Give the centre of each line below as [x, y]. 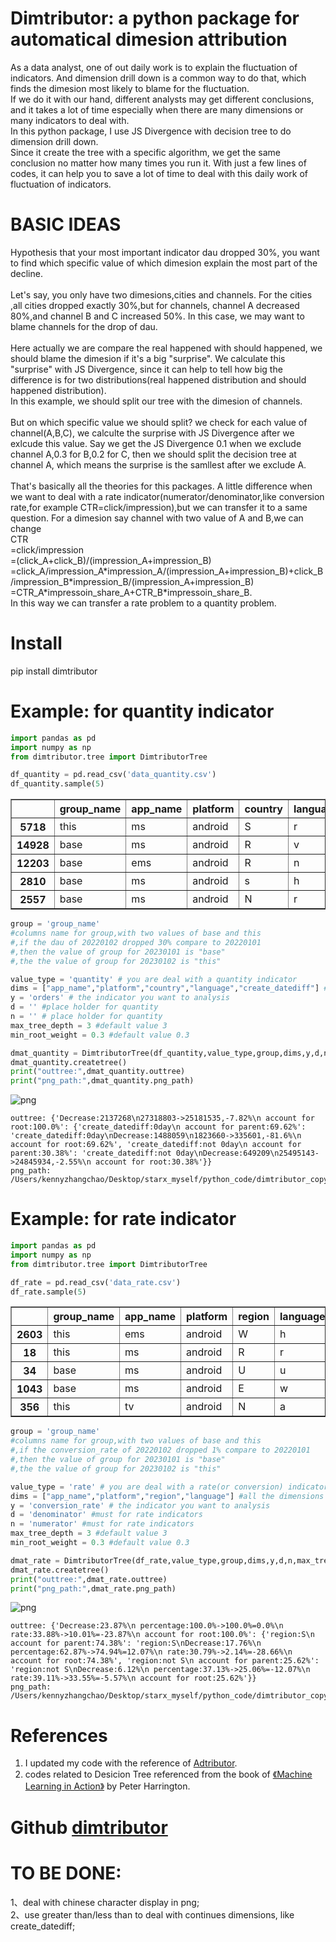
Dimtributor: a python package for [155, 18]
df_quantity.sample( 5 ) [57, 784]
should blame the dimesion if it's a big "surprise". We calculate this [148, 358]
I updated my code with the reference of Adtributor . [131, 1763]
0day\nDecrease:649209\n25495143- [247, 1153]
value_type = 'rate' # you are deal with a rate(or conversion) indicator [169, 1487]
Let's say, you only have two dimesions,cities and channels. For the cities [161, 294]
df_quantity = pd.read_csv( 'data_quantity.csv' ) [113, 775]
